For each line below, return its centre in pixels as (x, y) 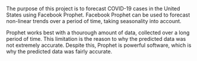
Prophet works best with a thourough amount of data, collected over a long (98, 33)
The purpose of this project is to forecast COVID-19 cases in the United (93, 9)
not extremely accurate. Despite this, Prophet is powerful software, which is (99, 45)
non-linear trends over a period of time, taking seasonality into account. (94, 21)
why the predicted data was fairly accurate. (59, 52)
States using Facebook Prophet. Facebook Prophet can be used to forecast (98, 15)
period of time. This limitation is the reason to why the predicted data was (96, 39)
